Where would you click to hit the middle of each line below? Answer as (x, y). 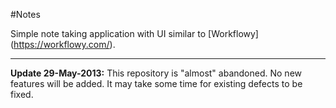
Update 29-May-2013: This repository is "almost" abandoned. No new (156, 73)
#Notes (25, 14)
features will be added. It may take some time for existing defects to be (156, 83)
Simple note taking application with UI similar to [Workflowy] (134, 33)
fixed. (22, 94)
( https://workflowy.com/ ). (63, 44)
